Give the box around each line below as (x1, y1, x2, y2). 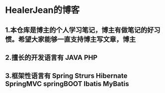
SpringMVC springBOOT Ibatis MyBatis (5, 80, 129, 88)
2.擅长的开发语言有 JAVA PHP (5, 53, 98, 62)
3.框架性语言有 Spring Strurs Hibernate (5, 72, 128, 80)
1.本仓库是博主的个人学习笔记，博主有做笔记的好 (5, 26, 154, 34)
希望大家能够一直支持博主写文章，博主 (18, 35, 136, 44)
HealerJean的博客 (5, 4, 80, 16)
